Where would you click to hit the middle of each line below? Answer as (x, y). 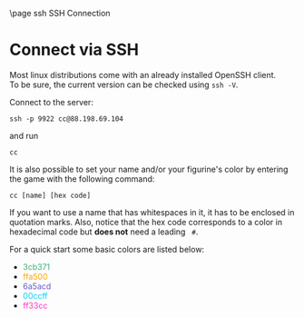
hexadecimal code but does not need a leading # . (104, 232)
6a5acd (37, 286)
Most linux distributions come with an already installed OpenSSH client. (143, 75)
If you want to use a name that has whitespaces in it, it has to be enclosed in (152, 212)
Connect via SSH (74, 50)
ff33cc (35, 305)
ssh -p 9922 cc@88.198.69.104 (67, 119)
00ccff (35, 295)
